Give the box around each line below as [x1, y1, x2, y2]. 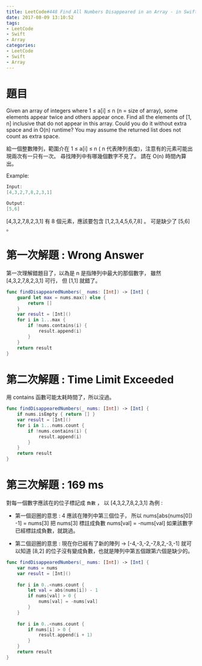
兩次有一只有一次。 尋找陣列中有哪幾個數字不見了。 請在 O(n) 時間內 [11, 153, 182, 160]
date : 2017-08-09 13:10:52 [6, 14, 74, 20]
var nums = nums [17, 565, 58, 571]
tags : [6, 20, 20, 26]
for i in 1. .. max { [17, 317, 66, 323]
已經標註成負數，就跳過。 [14, 527, 79, 534]
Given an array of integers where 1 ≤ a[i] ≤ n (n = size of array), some [6, 107, 178, 114]
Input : [6, 184, 23, 190]
